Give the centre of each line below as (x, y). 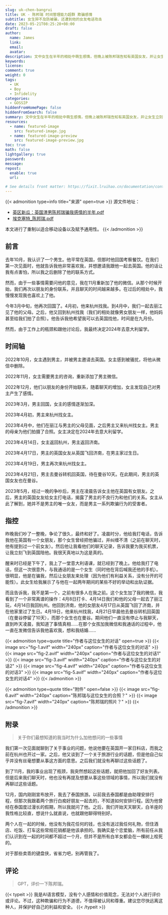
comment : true (20, 71)
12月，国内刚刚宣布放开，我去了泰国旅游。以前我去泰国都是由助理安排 (77, 795)
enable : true (23, 173)
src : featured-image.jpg (40, 131)
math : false (17, 150)
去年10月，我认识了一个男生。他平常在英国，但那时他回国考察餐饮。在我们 (82, 259)
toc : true (15, 145)
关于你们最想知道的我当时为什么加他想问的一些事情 (70, 738)
